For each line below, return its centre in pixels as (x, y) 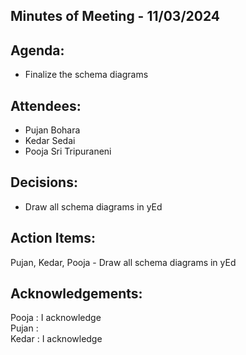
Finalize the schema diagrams (86, 75)
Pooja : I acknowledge (56, 318)
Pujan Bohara (52, 130)
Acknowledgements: (76, 294)
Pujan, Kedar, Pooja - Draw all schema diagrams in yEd (123, 262)
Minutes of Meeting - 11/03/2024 (115, 16)
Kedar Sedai (50, 141)
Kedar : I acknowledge (56, 339)
